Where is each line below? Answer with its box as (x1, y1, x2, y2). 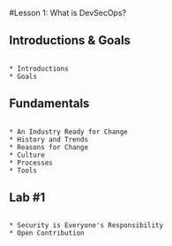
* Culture (9, 150, 46, 159)
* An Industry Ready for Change (9, 127, 128, 136)
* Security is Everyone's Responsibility (9, 221, 164, 230)
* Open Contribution (9, 229, 86, 238)
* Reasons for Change (9, 142, 89, 151)
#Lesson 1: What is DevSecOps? (9, 8, 126, 18)
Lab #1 (9, 190, 46, 205)
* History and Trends (9, 135, 89, 144)
